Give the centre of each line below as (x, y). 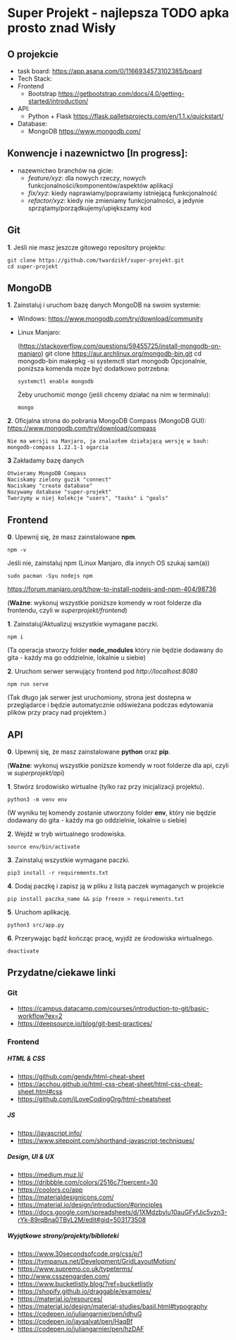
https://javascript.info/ (50, 1133)
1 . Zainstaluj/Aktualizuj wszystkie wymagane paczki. (83, 624)
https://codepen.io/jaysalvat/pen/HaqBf (75, 1321)
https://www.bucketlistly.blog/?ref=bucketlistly (85, 1283)
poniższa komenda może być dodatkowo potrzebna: (94, 368)
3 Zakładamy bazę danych (46, 460)
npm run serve (28, 684)
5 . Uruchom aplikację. (39, 912)
